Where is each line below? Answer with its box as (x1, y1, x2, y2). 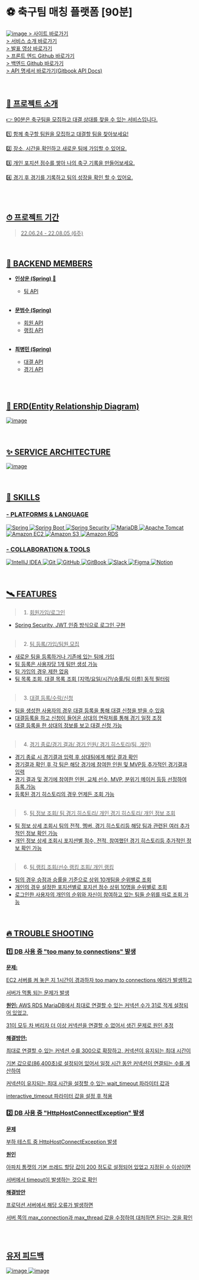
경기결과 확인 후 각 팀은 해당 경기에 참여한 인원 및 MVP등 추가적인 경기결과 (14, 761, 188, 768)
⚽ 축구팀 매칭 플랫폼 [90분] (6, 5, 133, 19)
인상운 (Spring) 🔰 (14, 275, 56, 283)
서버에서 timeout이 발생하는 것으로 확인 (6, 1176, 98, 1183)
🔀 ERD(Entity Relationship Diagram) (6, 401, 140, 411)
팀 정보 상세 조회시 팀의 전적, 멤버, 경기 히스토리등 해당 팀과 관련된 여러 (14, 822, 179, 829)
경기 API (23, 366, 43, 373)
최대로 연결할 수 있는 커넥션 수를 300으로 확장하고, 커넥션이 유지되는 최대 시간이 (6, 1047, 191, 1055)
